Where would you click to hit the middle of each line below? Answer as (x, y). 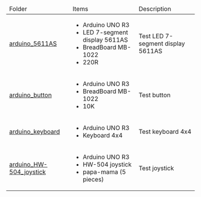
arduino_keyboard (35, 132)
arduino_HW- (28, 164)
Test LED (151, 36)
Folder (18, 9)
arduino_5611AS (33, 44)
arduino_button (31, 95)
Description (155, 9)
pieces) (93, 179)
